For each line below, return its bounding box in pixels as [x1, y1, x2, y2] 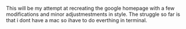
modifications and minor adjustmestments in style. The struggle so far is [6, 11, 180, 18]
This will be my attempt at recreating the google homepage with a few [6, 5, 175, 11]
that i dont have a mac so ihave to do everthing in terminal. [6, 17, 147, 23]
